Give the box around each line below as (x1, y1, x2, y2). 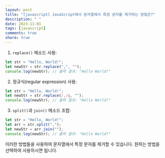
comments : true (5, 30, 37, 35)
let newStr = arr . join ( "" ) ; (5, 126, 64, 131)
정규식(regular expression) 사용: (12, 78, 77, 84)
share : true (5, 35, 30, 40)
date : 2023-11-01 (5, 21, 41, 26)
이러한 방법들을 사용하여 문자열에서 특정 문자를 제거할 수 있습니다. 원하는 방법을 (5, 141, 160, 147)
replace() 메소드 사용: (12, 49, 57, 55)
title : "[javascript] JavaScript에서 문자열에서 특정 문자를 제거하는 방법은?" (5, 12, 155, 17)
